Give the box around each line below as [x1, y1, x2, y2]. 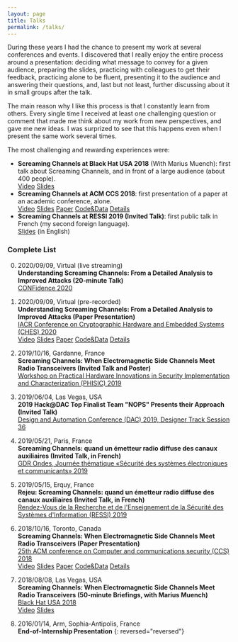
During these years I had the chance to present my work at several [7, 43, 202, 52]
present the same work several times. [7, 132, 117, 140]
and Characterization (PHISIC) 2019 [17, 378, 122, 387]
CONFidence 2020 [17, 283, 73, 292]
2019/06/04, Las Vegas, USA [17, 393, 103, 401]
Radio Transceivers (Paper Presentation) [17, 539, 140, 548]
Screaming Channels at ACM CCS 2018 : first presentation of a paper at [17, 189, 228, 198]
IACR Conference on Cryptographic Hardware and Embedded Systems [17, 320, 225, 328]
